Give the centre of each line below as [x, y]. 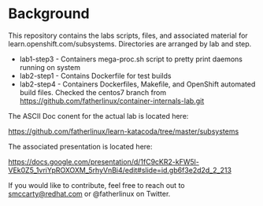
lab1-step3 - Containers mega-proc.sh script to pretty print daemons [131, 59]
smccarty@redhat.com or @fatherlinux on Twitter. [89, 193]
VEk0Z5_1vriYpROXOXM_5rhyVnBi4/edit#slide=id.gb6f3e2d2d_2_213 [120, 170]
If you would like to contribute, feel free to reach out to [96, 185]
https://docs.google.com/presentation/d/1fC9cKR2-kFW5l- [104, 161]
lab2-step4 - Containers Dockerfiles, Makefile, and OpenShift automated [137, 84]
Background [49, 14]
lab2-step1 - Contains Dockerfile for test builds [95, 75]
